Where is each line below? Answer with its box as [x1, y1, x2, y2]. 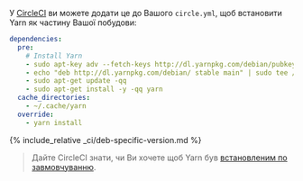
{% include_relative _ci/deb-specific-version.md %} [9, 134, 202, 145]
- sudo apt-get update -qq [25, 77, 127, 86]
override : [17, 110, 54, 119]
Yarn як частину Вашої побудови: [9, 17, 137, 28]
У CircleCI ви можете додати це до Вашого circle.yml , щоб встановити [9, 8, 282, 18]
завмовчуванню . [31, 161, 96, 172]
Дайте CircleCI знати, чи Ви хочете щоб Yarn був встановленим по [31, 152, 288, 163]
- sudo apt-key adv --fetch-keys [25, 59, 151, 68]
